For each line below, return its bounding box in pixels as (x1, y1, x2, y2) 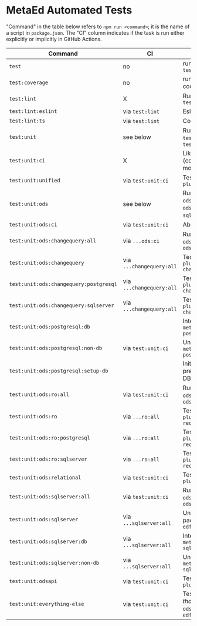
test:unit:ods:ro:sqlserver (9, 455, 87, 462)
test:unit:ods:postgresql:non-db (9, 345, 103, 351)
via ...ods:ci (123, 237, 160, 245)
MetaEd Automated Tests (6, 4, 133, 17)
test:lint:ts (9, 117, 46, 124)
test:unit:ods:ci (9, 221, 57, 228)
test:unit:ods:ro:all (9, 391, 69, 398)
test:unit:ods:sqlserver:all (9, 493, 90, 500)
